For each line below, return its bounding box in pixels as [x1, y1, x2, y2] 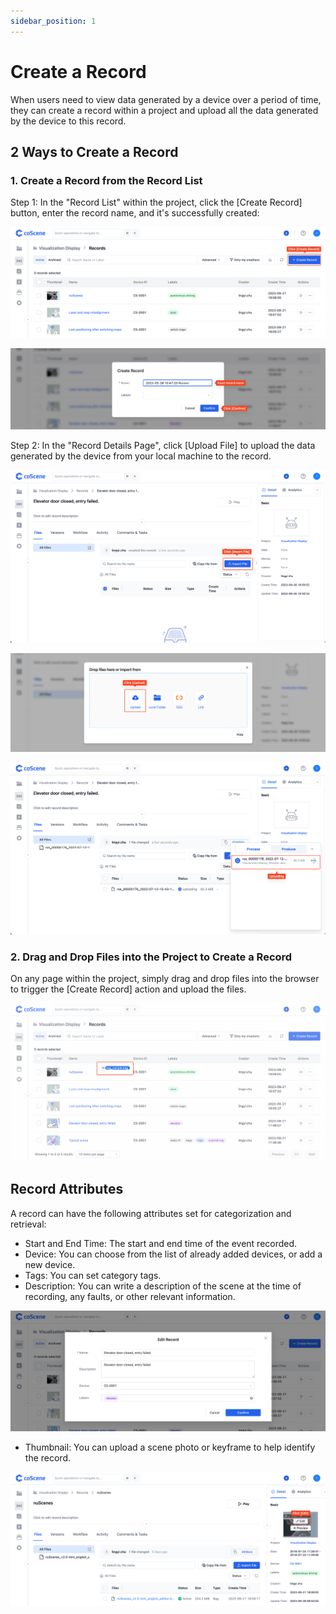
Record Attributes [10, 1181, 124, 1198]
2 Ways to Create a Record [10, 143, 179, 160]
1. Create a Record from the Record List [10, 173, 203, 187]
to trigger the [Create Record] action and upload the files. [10, 983, 247, 995]
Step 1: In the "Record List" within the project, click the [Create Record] [10, 196, 303, 209]
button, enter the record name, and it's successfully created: [10, 207, 260, 219]
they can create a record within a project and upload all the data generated [10, 104, 319, 116]
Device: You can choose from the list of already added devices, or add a [24, 1248, 323, 1260]
